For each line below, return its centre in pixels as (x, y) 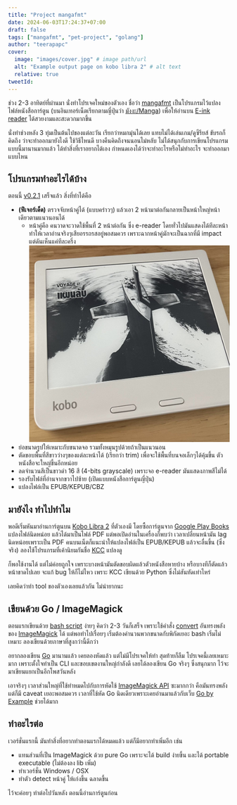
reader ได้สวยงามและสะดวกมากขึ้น (50, 118)
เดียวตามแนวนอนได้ (41, 217)
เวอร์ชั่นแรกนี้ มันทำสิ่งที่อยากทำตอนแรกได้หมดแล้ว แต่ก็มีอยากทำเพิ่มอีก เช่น (95, 741)
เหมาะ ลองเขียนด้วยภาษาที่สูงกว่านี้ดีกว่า (53, 641)
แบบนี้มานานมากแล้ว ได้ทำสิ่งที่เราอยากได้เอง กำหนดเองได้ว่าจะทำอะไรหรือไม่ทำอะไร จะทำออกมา (118, 148)
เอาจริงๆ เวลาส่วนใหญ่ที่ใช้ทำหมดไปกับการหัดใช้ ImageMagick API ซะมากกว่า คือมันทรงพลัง (118, 685)
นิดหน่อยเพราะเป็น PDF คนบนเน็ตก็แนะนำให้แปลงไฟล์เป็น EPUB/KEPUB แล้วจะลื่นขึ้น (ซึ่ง (116, 543)
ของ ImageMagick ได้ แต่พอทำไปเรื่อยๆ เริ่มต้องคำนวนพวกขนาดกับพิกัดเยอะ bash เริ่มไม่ (115, 633)
